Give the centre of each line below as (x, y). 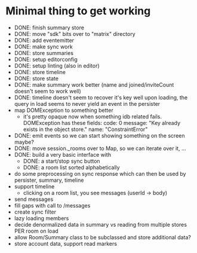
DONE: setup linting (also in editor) (57, 65)
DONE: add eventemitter (44, 40)
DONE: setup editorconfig (46, 59)
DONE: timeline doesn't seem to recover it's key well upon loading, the (101, 97)
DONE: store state (36, 78)
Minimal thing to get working (78, 11)
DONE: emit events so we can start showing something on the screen (99, 135)
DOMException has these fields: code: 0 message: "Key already (101, 123)
